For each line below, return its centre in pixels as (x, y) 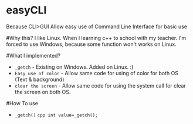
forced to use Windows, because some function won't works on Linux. (92, 44)
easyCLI (26, 10)
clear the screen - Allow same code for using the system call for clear (100, 85)
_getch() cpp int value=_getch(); (56, 115)
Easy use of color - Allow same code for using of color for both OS (97, 73)
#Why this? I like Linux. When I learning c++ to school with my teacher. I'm (96, 38)
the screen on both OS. (43, 92)
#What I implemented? (33, 55)
